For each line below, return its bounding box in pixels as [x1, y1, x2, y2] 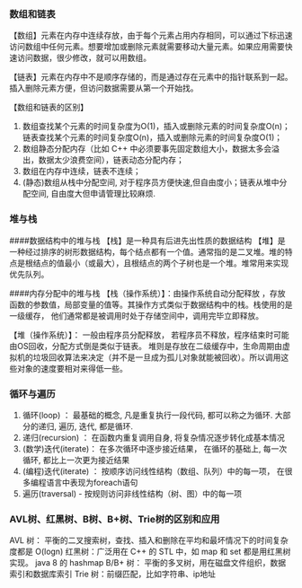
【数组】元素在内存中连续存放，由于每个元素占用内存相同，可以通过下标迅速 [9, 30, 293, 41]
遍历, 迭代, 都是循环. [58, 420, 133, 432]
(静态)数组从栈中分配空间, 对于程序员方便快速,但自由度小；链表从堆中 [22, 177, 280, 188]
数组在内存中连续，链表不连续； [22, 166, 141, 177]
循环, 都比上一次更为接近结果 [22, 454, 130, 465]
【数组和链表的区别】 [9, 101, 88, 113]
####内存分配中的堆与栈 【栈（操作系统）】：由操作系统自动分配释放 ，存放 [9, 287, 286, 298]
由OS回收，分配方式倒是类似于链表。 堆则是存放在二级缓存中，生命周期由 [9, 340, 283, 351]
